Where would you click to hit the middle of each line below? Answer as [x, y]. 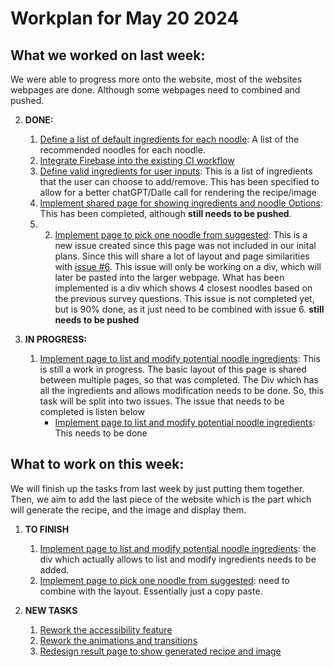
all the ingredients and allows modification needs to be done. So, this [182, 390]
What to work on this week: [97, 464]
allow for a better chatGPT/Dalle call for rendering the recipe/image [178, 192]
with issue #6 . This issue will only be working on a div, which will [188, 266]
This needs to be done [101, 433]
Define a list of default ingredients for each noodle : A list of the [169, 139]
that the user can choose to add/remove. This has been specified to [179, 181]
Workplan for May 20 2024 [125, 18]
